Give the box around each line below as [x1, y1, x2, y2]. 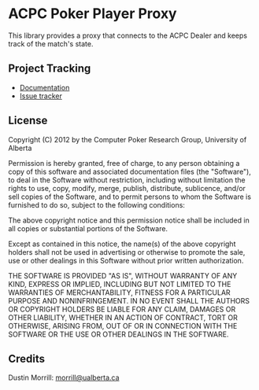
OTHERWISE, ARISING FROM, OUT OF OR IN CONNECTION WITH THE [8, 321, 238, 330]
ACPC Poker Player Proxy [8, 5, 177, 23]
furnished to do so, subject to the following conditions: [8, 200, 185, 209]
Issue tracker [19, 91, 63, 101]
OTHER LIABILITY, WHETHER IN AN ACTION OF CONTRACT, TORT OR [8, 312, 238, 322]
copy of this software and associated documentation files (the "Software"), [8, 167, 252, 176]
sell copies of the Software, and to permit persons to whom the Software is [8, 192, 252, 201]
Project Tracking [8, 62, 91, 75]
